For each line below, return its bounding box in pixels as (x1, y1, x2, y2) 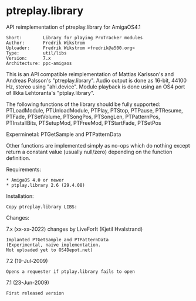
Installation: (6, 192, 34, 200)
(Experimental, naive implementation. (6, 242, 101, 248)
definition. (6, 154, 31, 162)
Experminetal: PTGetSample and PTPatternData (6, 131, 121, 138)
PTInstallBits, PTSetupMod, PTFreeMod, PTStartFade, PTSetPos (6, 119, 161, 126)
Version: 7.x (6, 55, 51, 61)
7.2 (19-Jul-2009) (6, 257, 48, 264)
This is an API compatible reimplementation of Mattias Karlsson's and (6, 70, 174, 77)
